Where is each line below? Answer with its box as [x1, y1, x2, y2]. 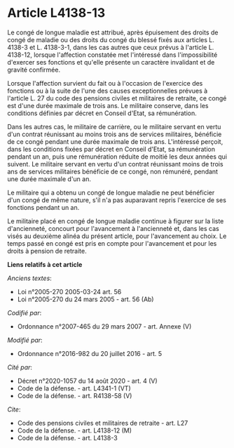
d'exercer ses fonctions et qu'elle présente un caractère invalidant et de [7, 58, 215, 66]
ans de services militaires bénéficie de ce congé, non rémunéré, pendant [7, 167, 219, 176]
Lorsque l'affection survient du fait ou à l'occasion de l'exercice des [7, 79, 203, 87]
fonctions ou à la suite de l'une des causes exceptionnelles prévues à [7, 86, 208, 95]
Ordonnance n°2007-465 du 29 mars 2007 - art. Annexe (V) [17, 322, 192, 331]
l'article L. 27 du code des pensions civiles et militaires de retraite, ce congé [7, 93, 227, 103]
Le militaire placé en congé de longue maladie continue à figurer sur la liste [7, 216, 224, 225]
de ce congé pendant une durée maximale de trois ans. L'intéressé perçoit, [7, 137, 223, 145]
